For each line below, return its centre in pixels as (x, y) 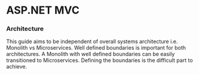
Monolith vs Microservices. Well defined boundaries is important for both (96, 48)
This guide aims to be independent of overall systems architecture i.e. (92, 41)
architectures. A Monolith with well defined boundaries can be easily (91, 54)
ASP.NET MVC (43, 10)
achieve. (17, 67)
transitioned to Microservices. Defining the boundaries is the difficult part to (99, 60)
